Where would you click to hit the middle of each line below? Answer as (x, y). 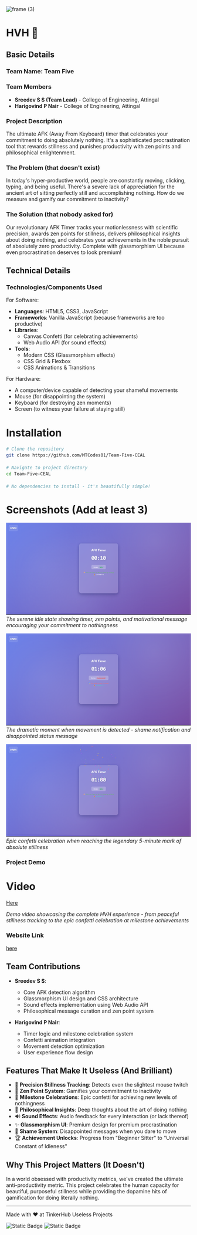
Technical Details (38, 271)
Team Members (29, 87)
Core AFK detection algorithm (59, 992)
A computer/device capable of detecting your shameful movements (96, 390)
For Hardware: (23, 379)
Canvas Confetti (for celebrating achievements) (81, 336)
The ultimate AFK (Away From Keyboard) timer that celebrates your (87, 134)
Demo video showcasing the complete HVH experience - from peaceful (93, 914)
